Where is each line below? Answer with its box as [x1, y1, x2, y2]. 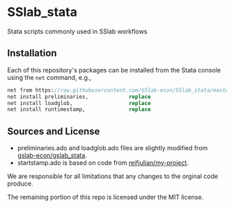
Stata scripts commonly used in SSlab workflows [7, 27, 148, 35]
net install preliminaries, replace [7, 93, 151, 100]
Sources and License [7, 125, 100, 137]
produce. [7, 179, 33, 188]
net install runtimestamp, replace [7, 106, 151, 113]
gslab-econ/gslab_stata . [17, 151, 87, 160]
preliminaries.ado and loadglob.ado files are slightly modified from [17, 144, 208, 152]
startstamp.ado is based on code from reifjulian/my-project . [17, 159, 189, 167]
